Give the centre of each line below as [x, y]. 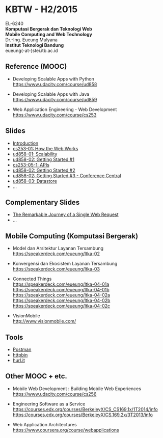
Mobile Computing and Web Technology [49, 34]
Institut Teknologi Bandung [35, 45]
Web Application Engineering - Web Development [65, 109]
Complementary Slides [43, 202]
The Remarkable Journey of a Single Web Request [65, 214]
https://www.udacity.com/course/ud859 [55, 99]
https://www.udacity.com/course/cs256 [55, 394]
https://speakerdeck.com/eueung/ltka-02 [56, 254]
